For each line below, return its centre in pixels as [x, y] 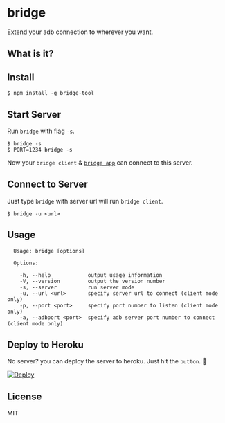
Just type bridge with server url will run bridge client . [85, 201]
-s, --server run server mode [77, 287]
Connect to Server [47, 184]
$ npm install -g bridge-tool [51, 93]
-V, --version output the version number [93, 281]
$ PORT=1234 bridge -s [40, 150]
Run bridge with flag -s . [41, 131]
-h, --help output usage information [91, 275]
